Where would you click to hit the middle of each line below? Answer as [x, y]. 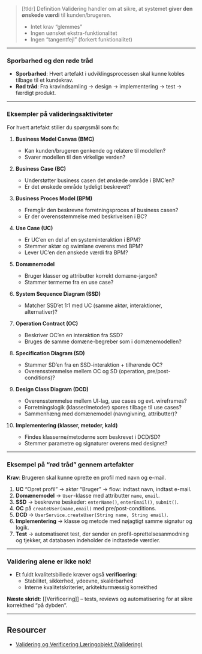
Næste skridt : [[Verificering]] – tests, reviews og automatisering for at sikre [100, 599]
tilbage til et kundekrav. [44, 80]
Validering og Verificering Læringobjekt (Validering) [79, 644]
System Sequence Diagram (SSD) [58, 293]
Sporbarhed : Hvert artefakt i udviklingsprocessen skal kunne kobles [100, 74]
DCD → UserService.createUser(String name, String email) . [92, 515]
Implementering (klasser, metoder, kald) [67, 425]
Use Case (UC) [34, 228]
